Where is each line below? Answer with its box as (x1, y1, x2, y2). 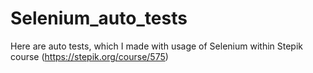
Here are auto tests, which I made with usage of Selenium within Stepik (10, 40, 304, 52)
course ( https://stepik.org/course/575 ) (10, 50, 169, 62)
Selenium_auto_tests (10, 7, 188, 30)
